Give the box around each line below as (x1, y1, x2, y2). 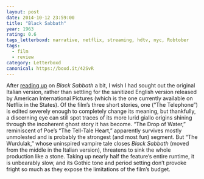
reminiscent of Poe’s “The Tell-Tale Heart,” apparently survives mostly (6, 127, 182, 134)
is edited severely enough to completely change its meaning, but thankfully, (6, 107, 196, 115)
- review (12, 54, 34, 60)
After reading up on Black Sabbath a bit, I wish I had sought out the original (6, 82, 195, 89)
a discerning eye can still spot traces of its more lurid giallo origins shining (6, 114, 192, 121)
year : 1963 (6, 25, 34, 32)
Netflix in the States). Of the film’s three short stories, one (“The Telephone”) (6, 101, 198, 109)
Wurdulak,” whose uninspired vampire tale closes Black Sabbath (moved (6, 140, 189, 147)
